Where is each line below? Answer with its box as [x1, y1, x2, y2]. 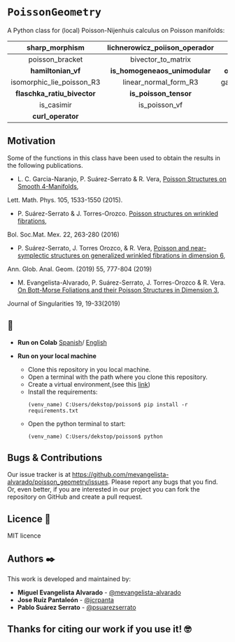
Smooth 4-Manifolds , [17, 182, 79, 190]
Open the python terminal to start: [27, 419, 126, 428]
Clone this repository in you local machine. [27, 365, 151, 373]
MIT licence [7, 532, 41, 540]
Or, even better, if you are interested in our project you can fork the [7, 485, 201, 494]
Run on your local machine [17, 352, 97, 360]
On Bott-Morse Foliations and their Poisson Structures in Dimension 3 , [17, 285, 220, 294]
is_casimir [39, 100, 72, 110]
